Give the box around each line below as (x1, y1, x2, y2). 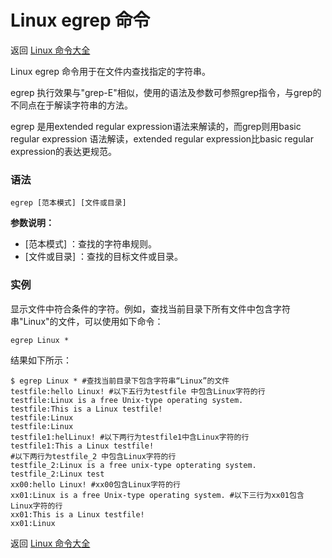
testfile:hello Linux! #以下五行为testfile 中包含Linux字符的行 (10, 386, 266, 396)
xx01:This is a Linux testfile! (10, 509, 145, 520)
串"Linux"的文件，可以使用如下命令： (10, 315, 164, 327)
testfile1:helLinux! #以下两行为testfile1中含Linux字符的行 (10, 432, 250, 442)
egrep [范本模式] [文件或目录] (10, 198, 127, 208)
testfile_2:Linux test (10, 469, 105, 479)
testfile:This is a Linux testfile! (10, 404, 163, 414)
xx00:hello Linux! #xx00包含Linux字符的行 (10, 479, 181, 490)
